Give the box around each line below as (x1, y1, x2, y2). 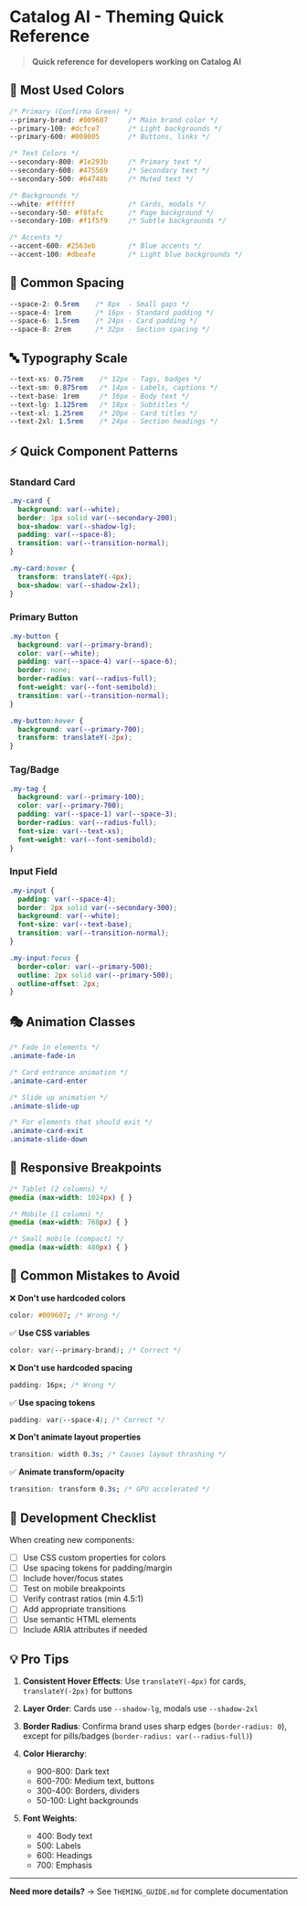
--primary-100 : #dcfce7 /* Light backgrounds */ (9, 123, 223, 134)
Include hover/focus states (22, 1573, 123, 1584)
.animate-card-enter (9, 1076, 89, 1086)
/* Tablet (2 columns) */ (9, 1184, 108, 1194)
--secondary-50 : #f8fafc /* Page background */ (9, 208, 215, 217)
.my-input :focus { (9, 953, 79, 962)
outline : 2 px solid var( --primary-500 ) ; (17, 970, 174, 980)
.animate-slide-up (9, 1101, 79, 1110)
